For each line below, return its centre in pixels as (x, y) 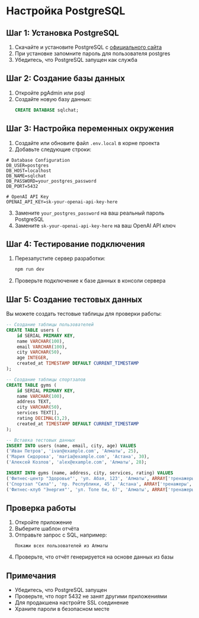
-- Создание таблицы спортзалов (46, 379)
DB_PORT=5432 (22, 186)
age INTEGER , (33, 358)
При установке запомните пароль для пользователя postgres (92, 54)
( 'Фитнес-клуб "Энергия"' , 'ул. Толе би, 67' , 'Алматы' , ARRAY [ (87, 490)
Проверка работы (41, 508)
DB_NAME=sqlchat (26, 176)
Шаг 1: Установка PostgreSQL (63, 33)
